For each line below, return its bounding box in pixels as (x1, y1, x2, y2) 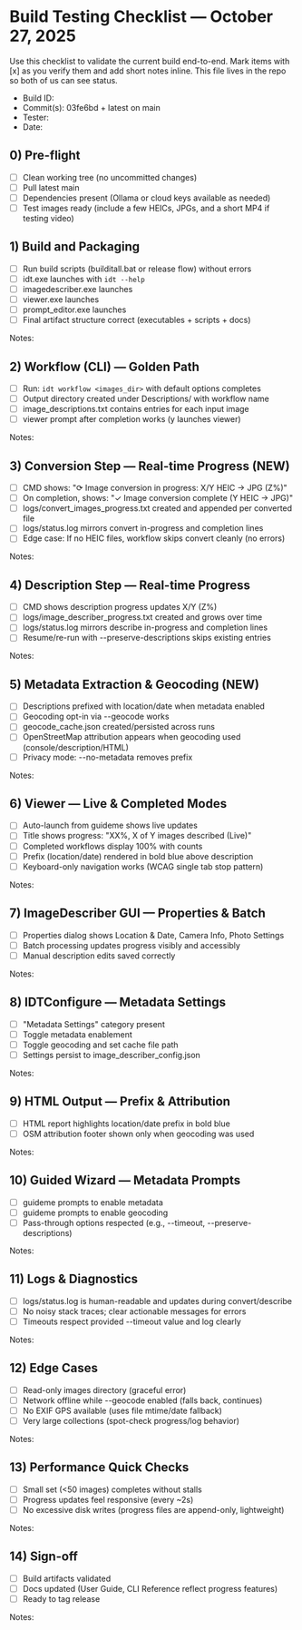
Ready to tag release (22, 1593, 101, 1604)
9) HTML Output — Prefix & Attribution (9, 1094, 231, 1109)
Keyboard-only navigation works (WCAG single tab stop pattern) (22, 860, 264, 872)
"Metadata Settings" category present (22, 1018, 165, 1029)
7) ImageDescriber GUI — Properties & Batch (9, 906, 266, 921)
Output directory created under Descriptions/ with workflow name (22, 393, 269, 405)
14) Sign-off (9, 1549, 79, 1565)
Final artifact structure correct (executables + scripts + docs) (22, 315, 251, 326)
